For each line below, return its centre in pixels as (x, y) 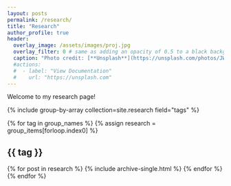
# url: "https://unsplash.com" (63, 77)
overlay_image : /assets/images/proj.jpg (72, 45)
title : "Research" (33, 26)
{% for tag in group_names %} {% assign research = (81, 124)
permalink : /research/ (40, 20)
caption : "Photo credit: (49, 58)
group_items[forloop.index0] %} (53, 130)
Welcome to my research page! (52, 97)
